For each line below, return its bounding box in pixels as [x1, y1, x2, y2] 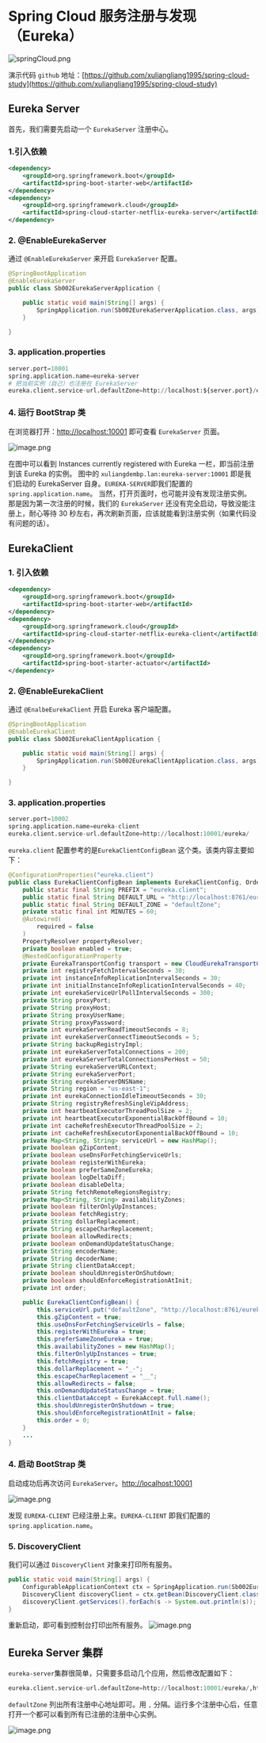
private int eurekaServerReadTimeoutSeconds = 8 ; [22, 1026, 190, 1034]
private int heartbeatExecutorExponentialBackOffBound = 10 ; [22, 1114, 228, 1123]
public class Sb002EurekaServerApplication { [8, 285, 161, 293]
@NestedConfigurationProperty [22, 952, 123, 960]
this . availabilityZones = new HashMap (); [36, 1342, 176, 1351]
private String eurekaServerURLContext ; [22, 1062, 158, 1071]
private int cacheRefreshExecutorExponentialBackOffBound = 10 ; [22, 1129, 239, 1137]
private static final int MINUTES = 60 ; [22, 908, 158, 916]
